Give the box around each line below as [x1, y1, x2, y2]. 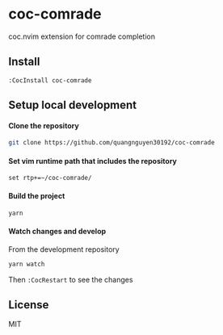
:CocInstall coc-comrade [8, 76, 92, 85]
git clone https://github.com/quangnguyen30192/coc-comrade [8, 139, 216, 147]
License [8, 298, 49, 312]
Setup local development [8, 98, 137, 112]
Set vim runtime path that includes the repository [8, 156, 178, 165]
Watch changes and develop [8, 227, 107, 237]
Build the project [8, 191, 65, 201]
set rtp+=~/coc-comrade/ [8, 174, 92, 182]
